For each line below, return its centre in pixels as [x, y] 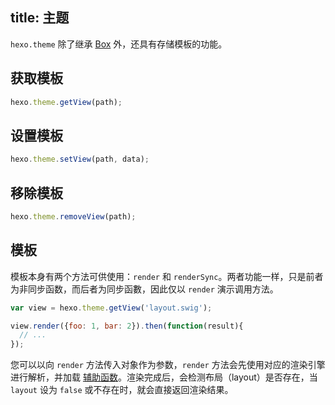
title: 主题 [40, 18]
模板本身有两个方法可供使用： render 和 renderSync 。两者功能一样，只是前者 [167, 276]
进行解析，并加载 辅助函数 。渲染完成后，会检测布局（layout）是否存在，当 [164, 377]
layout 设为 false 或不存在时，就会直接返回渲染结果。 [122, 390]
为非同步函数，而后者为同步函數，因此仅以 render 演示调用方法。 [144, 289]
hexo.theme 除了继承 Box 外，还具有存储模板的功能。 [119, 44]
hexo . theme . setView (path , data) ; [80, 159]
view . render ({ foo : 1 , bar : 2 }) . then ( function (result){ [127, 326]
